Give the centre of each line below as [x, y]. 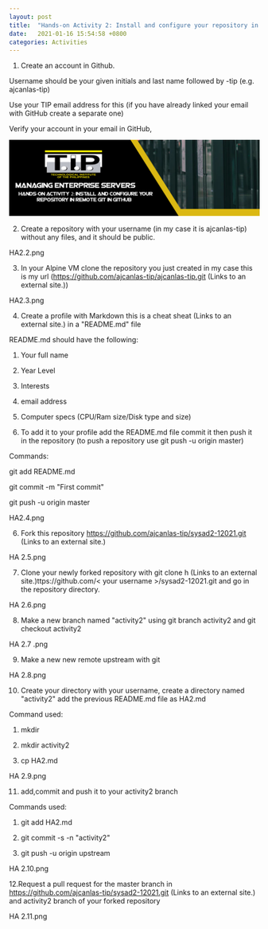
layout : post [31, 17]
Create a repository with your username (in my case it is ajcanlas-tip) [134, 228]
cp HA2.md [39, 760]
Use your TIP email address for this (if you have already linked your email [129, 105]
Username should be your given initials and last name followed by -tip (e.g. [132, 81]
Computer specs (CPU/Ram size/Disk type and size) [106, 416]
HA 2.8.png [28, 675]
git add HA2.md [46, 822]
